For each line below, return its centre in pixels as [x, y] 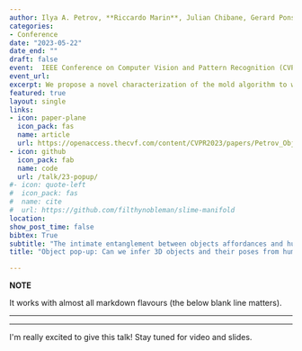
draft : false [34, 59]
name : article [44, 135]
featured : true [38, 93]
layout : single [38, 101]
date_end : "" [34, 51]
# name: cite [36, 202]
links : [22, 110]
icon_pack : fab [46, 160]
